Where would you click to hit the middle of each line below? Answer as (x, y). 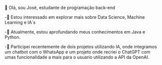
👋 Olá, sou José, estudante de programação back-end (60, 8)
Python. (13, 37)
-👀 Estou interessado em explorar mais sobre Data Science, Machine (75, 17)
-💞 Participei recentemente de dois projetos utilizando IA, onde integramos (81, 47)
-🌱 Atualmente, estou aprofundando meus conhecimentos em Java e (75, 32)
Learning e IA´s (20, 22)
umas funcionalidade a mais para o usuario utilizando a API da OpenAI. (77, 57)
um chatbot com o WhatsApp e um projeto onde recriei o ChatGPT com (78, 52)
